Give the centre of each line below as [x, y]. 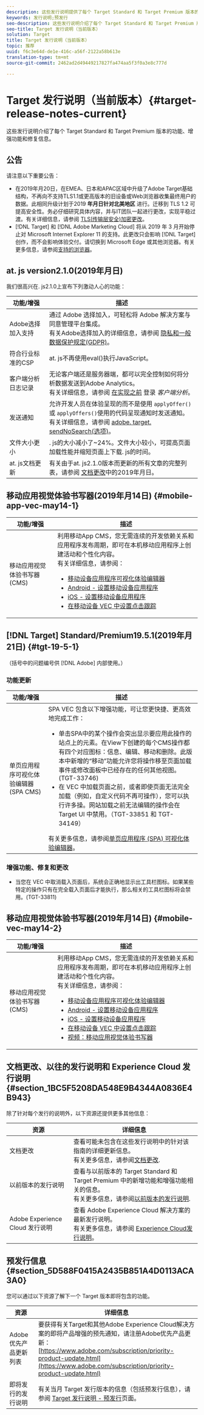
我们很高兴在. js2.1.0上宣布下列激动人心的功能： [66, 286]
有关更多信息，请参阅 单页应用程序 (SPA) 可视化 [116, 838]
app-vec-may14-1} [43, 506]
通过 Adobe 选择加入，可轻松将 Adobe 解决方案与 [120, 315]
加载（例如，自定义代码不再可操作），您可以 [121, 796]
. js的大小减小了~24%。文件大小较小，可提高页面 [120, 443]
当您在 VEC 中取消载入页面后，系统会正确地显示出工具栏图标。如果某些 [104, 882]
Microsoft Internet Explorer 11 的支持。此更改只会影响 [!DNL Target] [111, 235]
